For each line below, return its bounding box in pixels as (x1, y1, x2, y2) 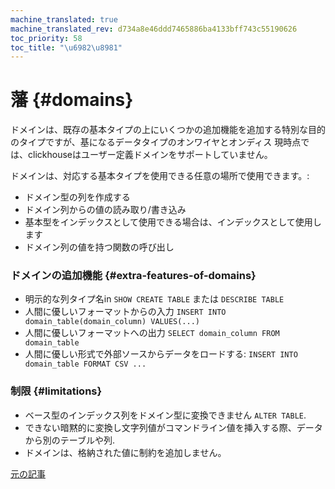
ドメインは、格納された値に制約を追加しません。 (24, 446, 227, 458)
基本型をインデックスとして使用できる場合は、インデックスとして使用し (24, 216, 322, 228)
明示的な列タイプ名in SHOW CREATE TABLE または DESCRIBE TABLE (24, 293, 285, 305)
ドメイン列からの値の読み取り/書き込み (24, 204, 187, 216)
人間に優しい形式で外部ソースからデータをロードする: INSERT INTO (24, 348, 298, 360)
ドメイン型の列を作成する (24, 191, 131, 203)
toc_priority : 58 (10, 33, 83, 43)
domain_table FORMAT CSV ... (24, 359, 147, 370)
